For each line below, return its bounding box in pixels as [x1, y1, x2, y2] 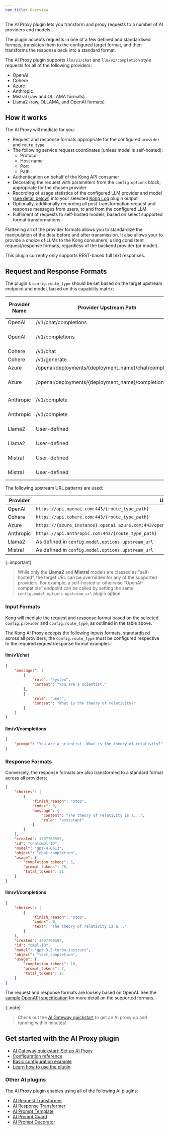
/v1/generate [36, 356, 67, 363]
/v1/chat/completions [36, 319, 87, 326]
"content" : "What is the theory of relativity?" [32, 700, 136, 706]
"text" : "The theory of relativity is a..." [32, 924, 127, 929]
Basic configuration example [12, 1058, 72, 1064]
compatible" [17, 585, 43, 591]
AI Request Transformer [12, 1097, 62, 1103]
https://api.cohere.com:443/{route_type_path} [36, 514, 149, 520]
